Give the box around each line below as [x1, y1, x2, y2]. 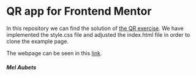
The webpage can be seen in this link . [6, 49, 102, 56]
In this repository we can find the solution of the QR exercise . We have [6, 25, 184, 32]
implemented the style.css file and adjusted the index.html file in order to [6, 31, 190, 38]
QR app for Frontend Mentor [6, 4, 152, 18]
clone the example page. [6, 37, 69, 45]
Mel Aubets [6, 63, 37, 71]
